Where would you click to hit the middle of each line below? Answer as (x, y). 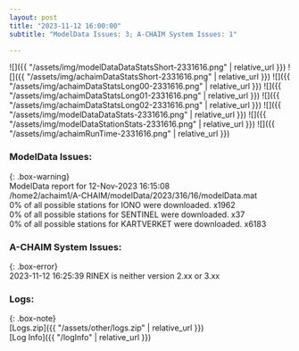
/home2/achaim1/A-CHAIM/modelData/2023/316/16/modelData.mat (133, 195)
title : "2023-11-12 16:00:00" (66, 26)
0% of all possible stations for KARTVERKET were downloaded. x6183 (138, 223)
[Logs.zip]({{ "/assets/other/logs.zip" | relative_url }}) (107, 328)
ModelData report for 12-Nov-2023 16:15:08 (90, 186)
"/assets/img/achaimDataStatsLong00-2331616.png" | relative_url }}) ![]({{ (145, 87)
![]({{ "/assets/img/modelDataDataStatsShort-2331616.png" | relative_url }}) (148, 67)
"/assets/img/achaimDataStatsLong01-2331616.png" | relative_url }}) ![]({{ (145, 96)
